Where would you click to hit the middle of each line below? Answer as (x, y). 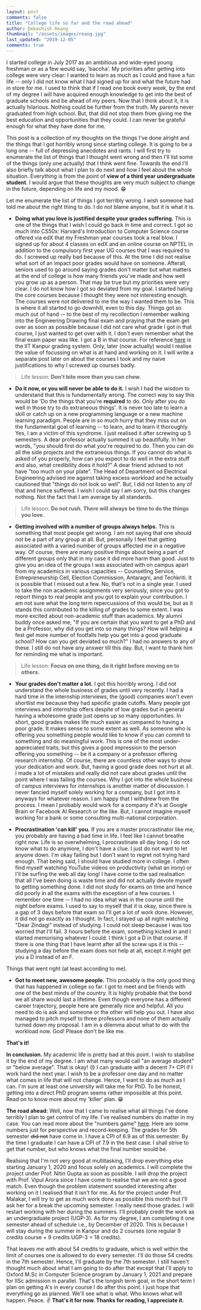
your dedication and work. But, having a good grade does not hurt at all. (104, 767)
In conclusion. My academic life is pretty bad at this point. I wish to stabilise (100, 1054)
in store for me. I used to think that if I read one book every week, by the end (101, 88)
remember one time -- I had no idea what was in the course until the (99, 899)
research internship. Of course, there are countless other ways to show (103, 760)
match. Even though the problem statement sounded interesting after (91, 1186)
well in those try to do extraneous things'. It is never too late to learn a (101, 407)
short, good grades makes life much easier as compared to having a (99, 722)
